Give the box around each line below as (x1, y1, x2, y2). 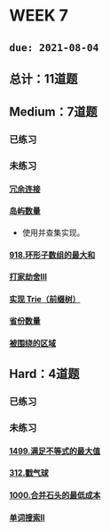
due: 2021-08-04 (9, 41, 99, 54)
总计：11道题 (9, 71, 78, 86)
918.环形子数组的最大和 (9, 249, 96, 260)
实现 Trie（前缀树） (9, 293, 81, 304)
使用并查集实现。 (21, 227, 85, 238)
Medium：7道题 (9, 105, 98, 120)
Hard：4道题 (9, 367, 80, 382)
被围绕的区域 (9, 337, 56, 349)
